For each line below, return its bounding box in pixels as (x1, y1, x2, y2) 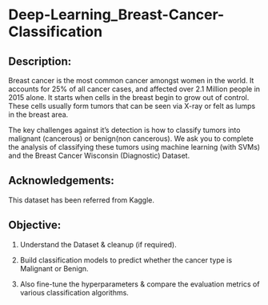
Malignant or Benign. (19, 263, 90, 273)
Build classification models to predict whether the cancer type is (19, 255, 233, 265)
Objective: (8, 219, 62, 232)
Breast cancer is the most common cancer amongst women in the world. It (8, 76, 254, 85)
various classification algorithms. (19, 287, 130, 297)
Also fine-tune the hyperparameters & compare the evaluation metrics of (19, 279, 260, 289)
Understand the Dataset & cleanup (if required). (19, 239, 178, 249)
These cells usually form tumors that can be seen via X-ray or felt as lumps (8, 102, 256, 110)
